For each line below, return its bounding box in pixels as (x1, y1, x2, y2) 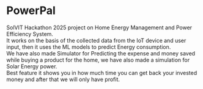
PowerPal (6, 4, 56, 18)
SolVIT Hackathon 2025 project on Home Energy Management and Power (6, 24, 193, 31)
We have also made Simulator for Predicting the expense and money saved (6, 49, 196, 57)
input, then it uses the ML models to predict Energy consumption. (6, 43, 171, 51)
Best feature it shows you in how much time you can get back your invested (6, 69, 197, 76)
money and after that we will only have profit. (6, 76, 120, 83)
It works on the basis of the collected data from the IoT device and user (6, 37, 186, 44)
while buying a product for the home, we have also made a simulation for (6, 56, 190, 63)
